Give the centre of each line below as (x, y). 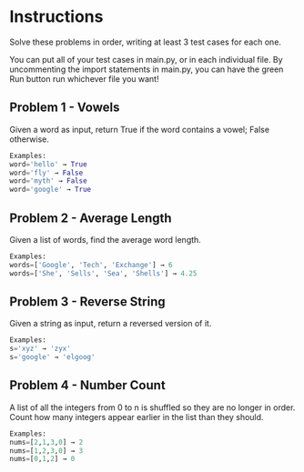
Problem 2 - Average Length (91, 218)
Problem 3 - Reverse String (87, 301)
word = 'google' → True (51, 190)
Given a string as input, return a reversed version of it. (111, 324)
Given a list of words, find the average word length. (106, 239)
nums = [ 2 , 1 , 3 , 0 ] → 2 (46, 442)
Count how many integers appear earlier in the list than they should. (137, 417)
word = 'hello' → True (49, 164)
